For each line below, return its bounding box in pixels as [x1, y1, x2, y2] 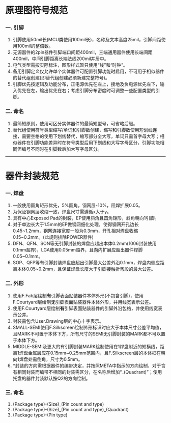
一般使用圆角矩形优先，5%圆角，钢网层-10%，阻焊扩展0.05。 [12, 202, 143, 209]
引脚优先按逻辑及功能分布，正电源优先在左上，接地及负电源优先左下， [12, 81, 160, 87]
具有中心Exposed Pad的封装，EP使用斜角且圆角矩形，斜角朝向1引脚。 [12, 215, 159, 221]
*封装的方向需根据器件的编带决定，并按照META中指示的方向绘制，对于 [12, 362, 161, 369]
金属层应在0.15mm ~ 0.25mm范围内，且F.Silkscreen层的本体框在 [27, 350, 161, 356]
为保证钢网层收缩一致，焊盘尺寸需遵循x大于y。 [12, 209, 112, 215]
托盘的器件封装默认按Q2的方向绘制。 [12, 375, 91, 381]
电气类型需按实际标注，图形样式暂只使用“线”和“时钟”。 [12, 62, 128, 68]
